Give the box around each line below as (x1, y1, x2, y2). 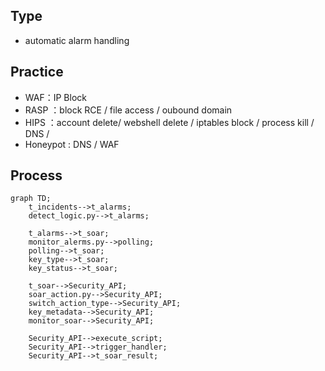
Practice (10, 64, 64, 81)
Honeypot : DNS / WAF (24, 138, 120, 150)
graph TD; (10, 194, 52, 204)
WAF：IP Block (24, 91, 87, 103)
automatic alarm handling (24, 34, 130, 46)
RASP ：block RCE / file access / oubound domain (24, 104, 233, 116)
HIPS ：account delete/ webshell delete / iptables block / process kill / (24, 116, 315, 128)
